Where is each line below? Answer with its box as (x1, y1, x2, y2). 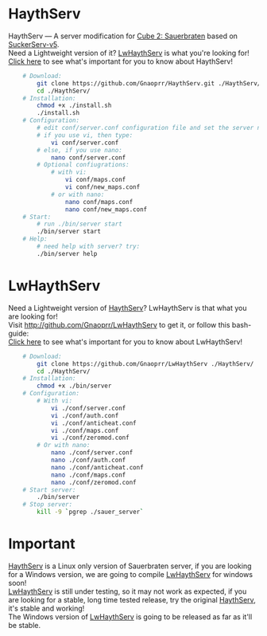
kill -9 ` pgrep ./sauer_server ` (37, 508, 145, 516)
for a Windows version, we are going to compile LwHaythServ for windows (8, 569, 253, 579)
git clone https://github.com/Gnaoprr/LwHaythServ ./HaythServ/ (37, 359, 254, 367)
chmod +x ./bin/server (37, 382, 112, 391)
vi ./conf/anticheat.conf (50, 419, 137, 427)
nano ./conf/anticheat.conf (50, 463, 145, 471)
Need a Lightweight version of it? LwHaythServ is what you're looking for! (8, 48, 250, 57)
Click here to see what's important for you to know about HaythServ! (8, 57, 233, 66)
